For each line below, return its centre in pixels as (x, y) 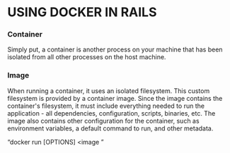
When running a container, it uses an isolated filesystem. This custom (109, 91)
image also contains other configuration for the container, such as (103, 121)
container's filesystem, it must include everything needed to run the (106, 106)
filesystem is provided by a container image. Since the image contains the (115, 98)
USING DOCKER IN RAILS (82, 12)
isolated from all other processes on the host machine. (87, 57)
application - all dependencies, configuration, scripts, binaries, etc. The (111, 113)
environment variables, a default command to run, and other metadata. (110, 128)
